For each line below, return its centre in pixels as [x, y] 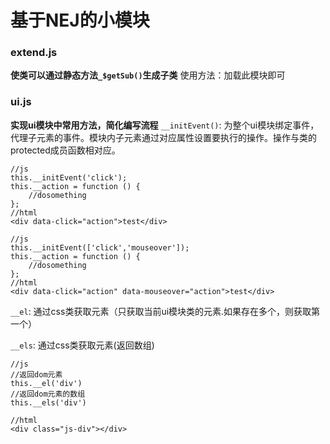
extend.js [34, 53]
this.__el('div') [46, 383]
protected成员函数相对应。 [65, 150]
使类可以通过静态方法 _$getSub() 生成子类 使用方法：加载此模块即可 [148, 75]
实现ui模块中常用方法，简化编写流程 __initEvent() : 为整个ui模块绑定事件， [165, 125]
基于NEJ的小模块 [80, 20]
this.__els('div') [48, 402]
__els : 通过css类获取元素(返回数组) [82, 345]
